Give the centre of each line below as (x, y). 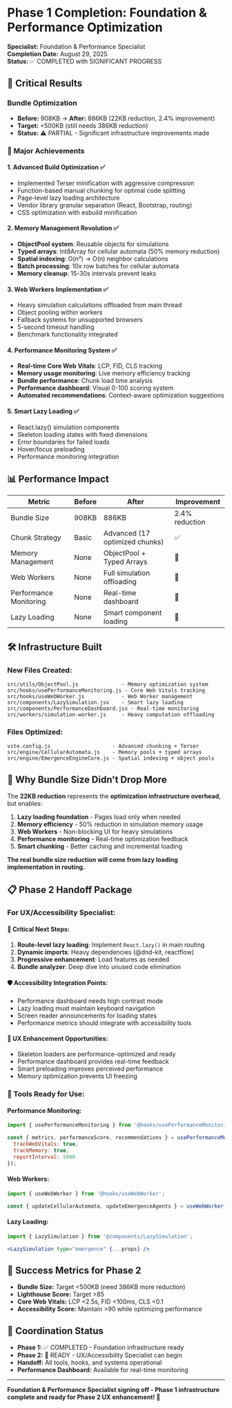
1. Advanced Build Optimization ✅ (56, 167)
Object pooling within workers (60, 312)
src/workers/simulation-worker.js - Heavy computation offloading (111, 715)
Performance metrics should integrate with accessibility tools (104, 1023)
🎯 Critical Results (45, 83)
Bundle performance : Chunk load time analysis (85, 381)
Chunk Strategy (36, 538)
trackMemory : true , (41, 1150)
